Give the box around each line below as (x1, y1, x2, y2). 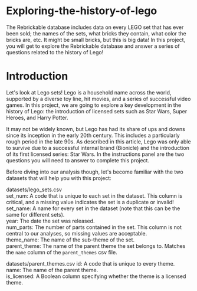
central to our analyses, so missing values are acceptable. (6, 230, 147, 237)
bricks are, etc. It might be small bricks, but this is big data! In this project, (6, 36, 186, 43)
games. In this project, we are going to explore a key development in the (6, 102, 182, 109)
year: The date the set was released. (6, 217, 95, 224)
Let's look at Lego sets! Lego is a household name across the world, (6, 89, 172, 96)
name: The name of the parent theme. (6, 266, 98, 273)
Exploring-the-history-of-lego (6, 4, 157, 18)
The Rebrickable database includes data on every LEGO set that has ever (6, 24, 184, 31)
